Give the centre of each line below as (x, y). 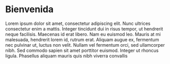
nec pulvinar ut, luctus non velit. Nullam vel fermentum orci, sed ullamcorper (85, 45)
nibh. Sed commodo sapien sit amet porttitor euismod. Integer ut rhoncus (82, 50)
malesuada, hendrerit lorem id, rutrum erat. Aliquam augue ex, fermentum (82, 40)
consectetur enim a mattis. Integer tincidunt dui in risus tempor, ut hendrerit (84, 28)
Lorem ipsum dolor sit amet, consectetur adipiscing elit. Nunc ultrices (78, 23)
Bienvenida (29, 9)
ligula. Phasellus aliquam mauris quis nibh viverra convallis (66, 56)
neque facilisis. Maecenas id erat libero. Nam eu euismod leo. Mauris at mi (83, 34)
